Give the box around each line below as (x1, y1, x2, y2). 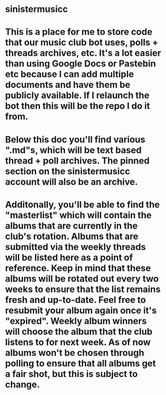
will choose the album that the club (5, 326, 153, 337)
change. (5, 379, 40, 390)
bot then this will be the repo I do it (5, 101, 150, 112)
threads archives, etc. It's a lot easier (5, 47, 162, 59)
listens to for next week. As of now (5, 336, 151, 348)
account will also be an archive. (5, 176, 138, 187)
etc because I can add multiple (5, 69, 134, 80)
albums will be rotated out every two (5, 273, 159, 284)
